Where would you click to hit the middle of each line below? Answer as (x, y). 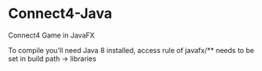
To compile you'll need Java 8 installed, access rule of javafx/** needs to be (131, 50)
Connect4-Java (60, 14)
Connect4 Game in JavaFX (52, 35)
